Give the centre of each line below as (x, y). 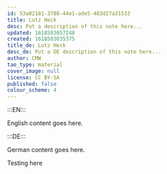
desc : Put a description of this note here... (75, 26)
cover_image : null (33, 71)
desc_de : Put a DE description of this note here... (84, 52)
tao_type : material (35, 65)
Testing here (25, 163)
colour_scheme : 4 (32, 90)
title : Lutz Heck (32, 20)
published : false (32, 84)
